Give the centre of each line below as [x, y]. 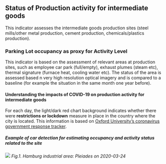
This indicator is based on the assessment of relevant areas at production [80, 62]
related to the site [24, 143]
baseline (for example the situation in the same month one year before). [78, 83]
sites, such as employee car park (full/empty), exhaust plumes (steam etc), [82, 67]
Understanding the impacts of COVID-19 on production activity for [75, 94]
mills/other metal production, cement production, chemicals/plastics [75, 33]
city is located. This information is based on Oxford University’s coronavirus [83, 121]
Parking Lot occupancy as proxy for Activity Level [66, 51]
